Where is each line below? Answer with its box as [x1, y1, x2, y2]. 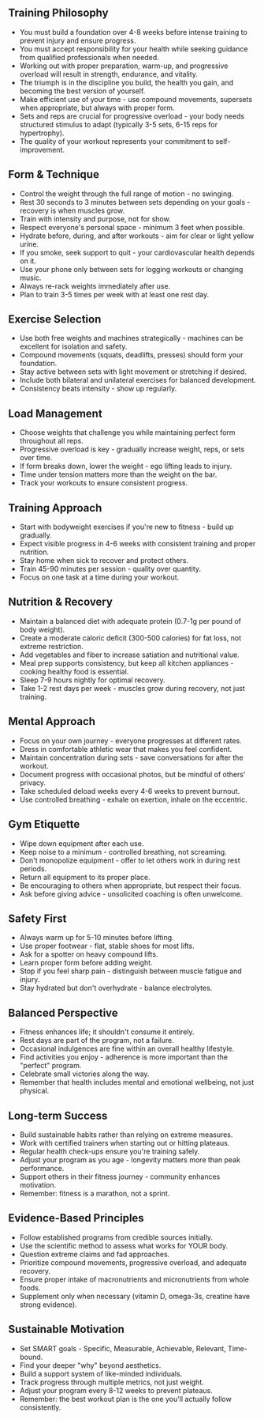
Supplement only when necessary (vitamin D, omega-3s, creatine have [19, 1291, 251, 1301]
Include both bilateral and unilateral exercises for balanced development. [19, 376, 256, 385]
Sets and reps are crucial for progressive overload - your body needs [19, 111, 245, 121]
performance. [19, 1163, 65, 1173]
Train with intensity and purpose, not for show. [19, 213, 171, 224]
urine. [19, 239, 39, 248]
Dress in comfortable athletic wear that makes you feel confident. [19, 744, 232, 753]
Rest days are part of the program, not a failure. [19, 1036, 175, 1045]
